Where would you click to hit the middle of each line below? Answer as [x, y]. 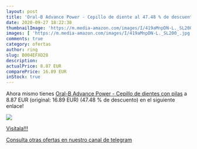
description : [22, 60]
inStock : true [23, 77]
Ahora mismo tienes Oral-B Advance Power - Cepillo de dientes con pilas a [97, 94]
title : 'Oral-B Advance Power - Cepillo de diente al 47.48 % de [87, 17]
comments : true [25, 39]
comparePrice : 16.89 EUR [36, 72]
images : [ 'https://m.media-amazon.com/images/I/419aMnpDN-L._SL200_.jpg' [99, 33]
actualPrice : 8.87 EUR [34, 66]
